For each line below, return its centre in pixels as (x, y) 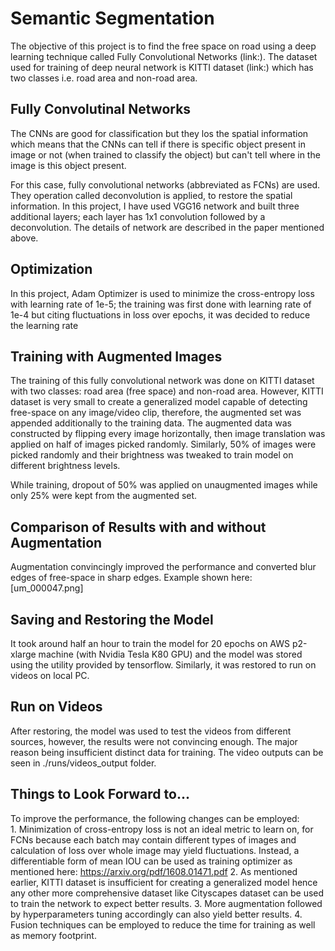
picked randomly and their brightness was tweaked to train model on (152, 455)
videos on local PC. (50, 675)
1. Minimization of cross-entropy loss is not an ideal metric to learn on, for (162, 829)
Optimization (51, 269)
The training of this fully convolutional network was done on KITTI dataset (162, 381)
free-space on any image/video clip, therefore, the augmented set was (156, 413)
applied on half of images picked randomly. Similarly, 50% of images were (163, 444)
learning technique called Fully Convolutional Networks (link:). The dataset (164, 56)
